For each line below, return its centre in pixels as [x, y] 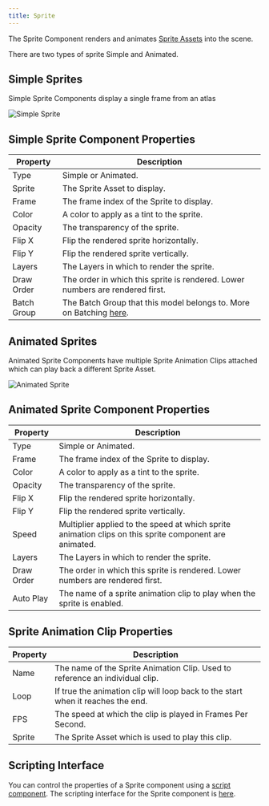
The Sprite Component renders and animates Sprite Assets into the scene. [131, 38]
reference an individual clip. [106, 678]
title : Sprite [32, 16]
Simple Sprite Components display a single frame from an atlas [112, 99]
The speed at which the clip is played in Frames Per [151, 714]
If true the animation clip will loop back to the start [149, 691]
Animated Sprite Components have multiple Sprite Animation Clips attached [133, 361]
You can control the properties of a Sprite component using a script [119, 785]
